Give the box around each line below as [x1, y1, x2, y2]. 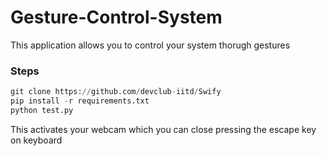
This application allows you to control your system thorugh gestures [10, 39, 291, 51]
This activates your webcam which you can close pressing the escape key [10, 123, 317, 135]
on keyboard [10, 134, 63, 146]
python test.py [10, 105, 74, 115]
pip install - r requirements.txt [10, 96, 150, 106]
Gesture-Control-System [10, 6, 223, 29]
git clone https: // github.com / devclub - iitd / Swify [10, 87, 222, 97]
